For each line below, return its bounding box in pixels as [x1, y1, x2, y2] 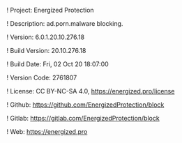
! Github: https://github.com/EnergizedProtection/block [6, 100, 165, 109]
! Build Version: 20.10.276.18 [6, 47, 86, 54]
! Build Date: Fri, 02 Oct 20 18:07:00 [6, 60, 109, 68]
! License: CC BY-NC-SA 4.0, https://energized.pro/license [6, 87, 175, 95]
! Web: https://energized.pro [6, 128, 88, 135]
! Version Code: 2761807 [6, 73, 77, 82]
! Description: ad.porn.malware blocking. [6, 20, 123, 27]
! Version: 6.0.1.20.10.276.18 [6, 33, 85, 41]
